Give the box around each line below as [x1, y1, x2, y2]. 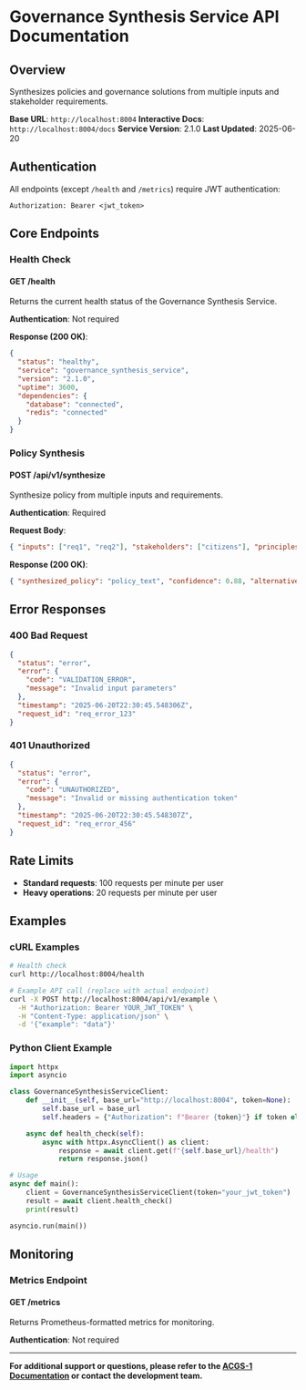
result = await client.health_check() [25, 1196, 173, 1205]
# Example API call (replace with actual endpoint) [9, 986, 209, 995]
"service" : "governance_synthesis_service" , [17, 366, 189, 376]
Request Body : [9, 525, 66, 536]
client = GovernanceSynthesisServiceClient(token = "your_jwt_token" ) [25, 1188, 291, 1198]
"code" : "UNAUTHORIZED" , [25, 786, 120, 795]
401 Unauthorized [9, 739, 91, 752]
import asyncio [9, 1071, 67, 1080]
